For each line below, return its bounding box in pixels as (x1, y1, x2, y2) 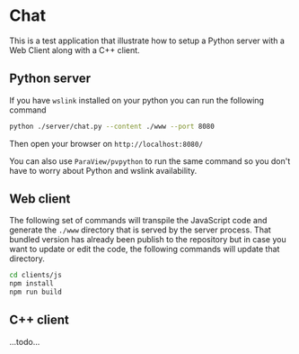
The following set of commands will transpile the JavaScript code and (9, 215, 268, 226)
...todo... (9, 336, 40, 347)
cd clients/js (9, 271, 63, 280)
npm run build (9, 287, 63, 297)
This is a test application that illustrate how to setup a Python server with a (9, 35, 286, 46)
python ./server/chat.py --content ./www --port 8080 (9, 122, 215, 131)
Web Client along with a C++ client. (9, 44, 141, 55)
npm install (9, 279, 54, 288)
